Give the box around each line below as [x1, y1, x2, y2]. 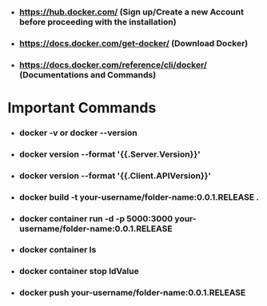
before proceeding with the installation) [18, 16, 177, 27]
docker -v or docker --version [18, 127, 137, 138]
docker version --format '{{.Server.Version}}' [18, 149, 201, 160]
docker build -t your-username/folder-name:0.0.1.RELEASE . [18, 191, 259, 202]
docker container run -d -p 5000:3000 [18, 213, 173, 224]
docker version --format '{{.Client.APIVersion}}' [18, 170, 212, 181]
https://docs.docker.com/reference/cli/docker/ [18, 59, 207, 70]
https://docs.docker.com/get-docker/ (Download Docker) [18, 38, 249, 49]
